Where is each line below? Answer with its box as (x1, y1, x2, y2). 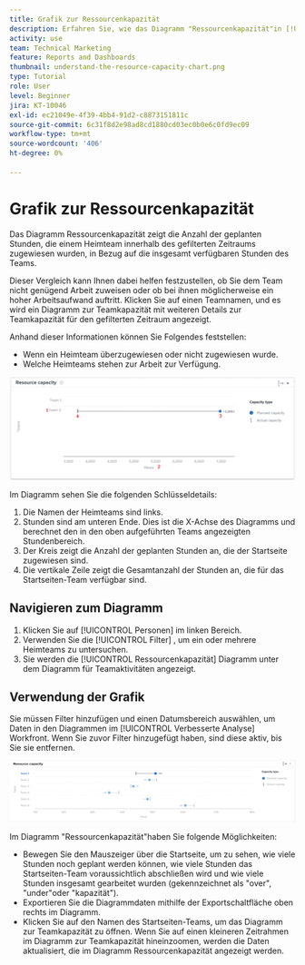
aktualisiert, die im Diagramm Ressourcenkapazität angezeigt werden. (22, 945, 284, 956)
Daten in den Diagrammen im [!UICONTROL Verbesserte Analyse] (9, 723, 256, 734)
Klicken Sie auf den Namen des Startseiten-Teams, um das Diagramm (22, 916, 283, 927)
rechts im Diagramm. (22, 906, 102, 917)
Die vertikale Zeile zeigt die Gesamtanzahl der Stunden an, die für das (22, 564, 284, 576)
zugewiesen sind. (22, 555, 89, 566)
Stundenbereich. (22, 536, 85, 547)
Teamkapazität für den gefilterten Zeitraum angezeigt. (9, 313, 212, 324)
